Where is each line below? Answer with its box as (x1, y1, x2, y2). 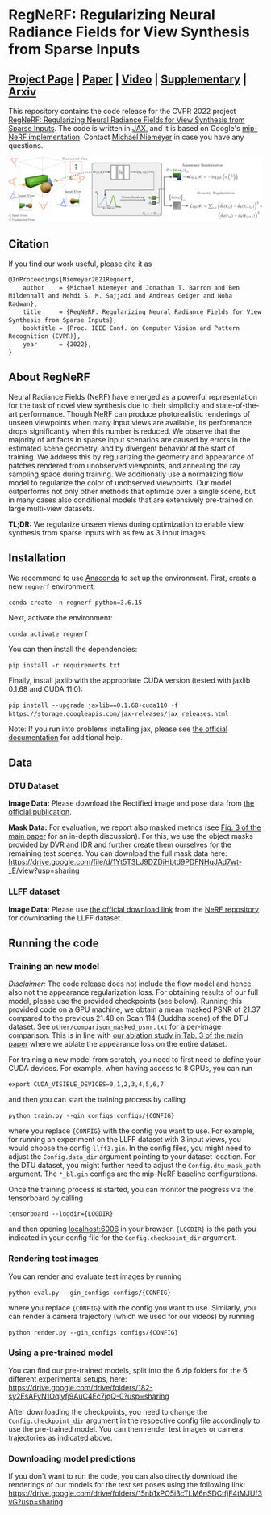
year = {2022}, (23, 340, 92, 349)
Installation (8, 552, 66, 565)
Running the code (8, 936, 99, 950)
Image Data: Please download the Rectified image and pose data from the (8, 798, 255, 808)
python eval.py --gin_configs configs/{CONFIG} (8, 1289, 172, 1297)
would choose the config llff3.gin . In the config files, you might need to (8, 1143, 252, 1153)
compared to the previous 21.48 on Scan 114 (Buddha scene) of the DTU (8, 1014, 248, 1023)
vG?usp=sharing (8, 1497, 64, 1507)
